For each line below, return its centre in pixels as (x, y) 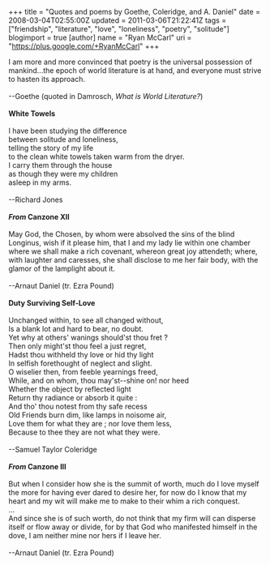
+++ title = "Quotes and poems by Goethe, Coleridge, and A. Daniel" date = (135, 12)
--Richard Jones (36, 199)
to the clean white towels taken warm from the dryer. (96, 156)
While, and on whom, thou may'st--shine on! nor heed (99, 381)
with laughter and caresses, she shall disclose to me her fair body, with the (133, 260)
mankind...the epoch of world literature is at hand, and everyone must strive (135, 71)
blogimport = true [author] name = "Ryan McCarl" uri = (100, 37)
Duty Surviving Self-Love (52, 303)
